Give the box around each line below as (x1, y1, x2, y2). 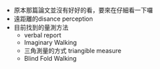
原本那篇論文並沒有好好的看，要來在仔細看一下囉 (13, 6, 153, 14)
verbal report (23, 31, 61, 39)
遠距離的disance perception (13, 14, 93, 23)
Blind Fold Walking (23, 55, 77, 62)
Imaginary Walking (23, 39, 77, 46)
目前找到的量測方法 (13, 23, 69, 31)
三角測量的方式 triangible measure (23, 47, 122, 55)
